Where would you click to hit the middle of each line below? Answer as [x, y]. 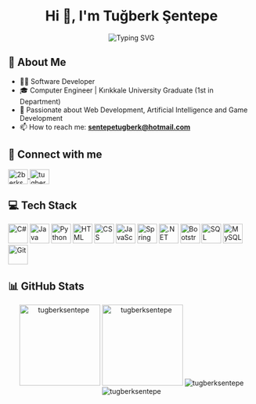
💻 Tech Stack [43, 205]
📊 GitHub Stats [46, 286]
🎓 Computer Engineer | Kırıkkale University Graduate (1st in [116, 90]
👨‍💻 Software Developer [57, 81]
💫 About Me [37, 62]
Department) [40, 101]
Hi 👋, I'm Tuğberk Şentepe [132, 16]
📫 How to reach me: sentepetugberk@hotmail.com [105, 127]
